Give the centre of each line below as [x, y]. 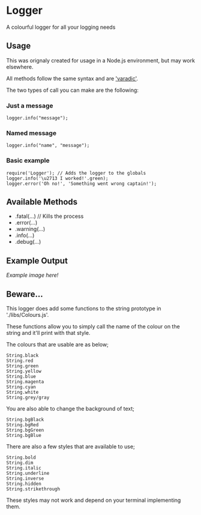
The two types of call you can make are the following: [73, 90]
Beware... [25, 294]
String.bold [21, 458]
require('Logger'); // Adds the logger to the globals [76, 173]
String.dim [20, 463]
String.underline [28, 474]
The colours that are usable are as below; [58, 345]
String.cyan [21, 387]
